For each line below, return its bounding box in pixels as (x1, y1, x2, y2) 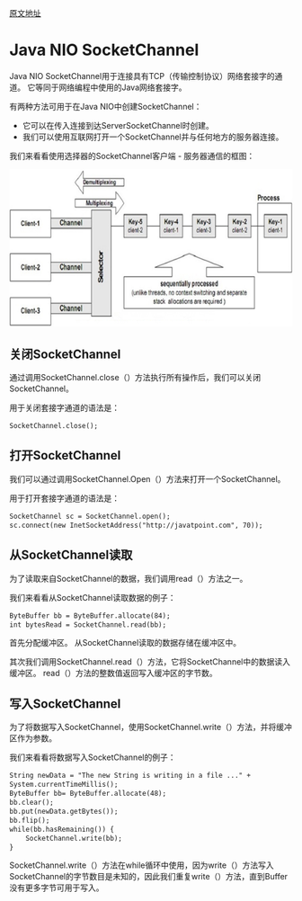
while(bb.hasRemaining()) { (9, 825, 115, 834)
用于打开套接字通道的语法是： (9, 493, 120, 504)
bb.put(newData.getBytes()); (9, 807, 119, 816)
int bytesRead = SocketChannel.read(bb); (9, 620, 167, 629)
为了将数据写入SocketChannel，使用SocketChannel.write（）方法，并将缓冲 (9, 722, 292, 733)
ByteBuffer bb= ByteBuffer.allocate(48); (9, 789, 167, 798)
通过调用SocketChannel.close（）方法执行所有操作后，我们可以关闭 (9, 372, 262, 383)
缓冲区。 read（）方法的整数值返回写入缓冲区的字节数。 (9, 667, 218, 678)
